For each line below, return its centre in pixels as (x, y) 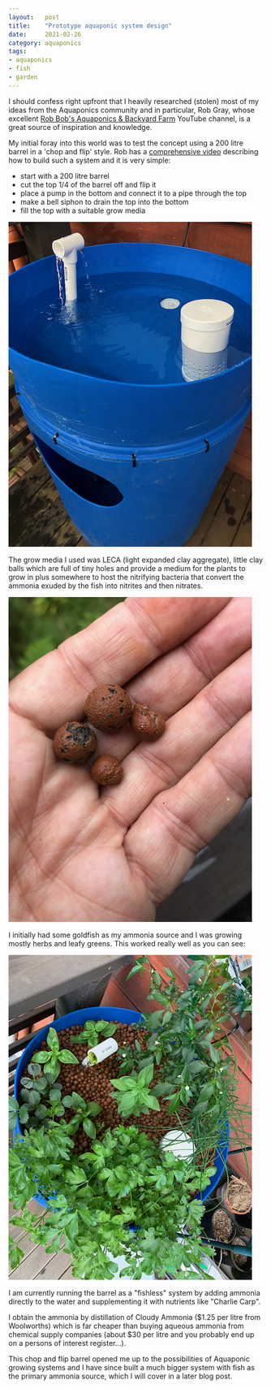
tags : (17, 52)
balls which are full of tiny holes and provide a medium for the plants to (127, 568)
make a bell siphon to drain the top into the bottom (104, 201)
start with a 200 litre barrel (65, 175)
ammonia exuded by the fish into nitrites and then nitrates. (106, 586)
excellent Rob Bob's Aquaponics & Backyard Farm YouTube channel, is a (130, 119)
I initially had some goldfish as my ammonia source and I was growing (125, 935)
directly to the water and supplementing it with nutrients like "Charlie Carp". (135, 1301)
